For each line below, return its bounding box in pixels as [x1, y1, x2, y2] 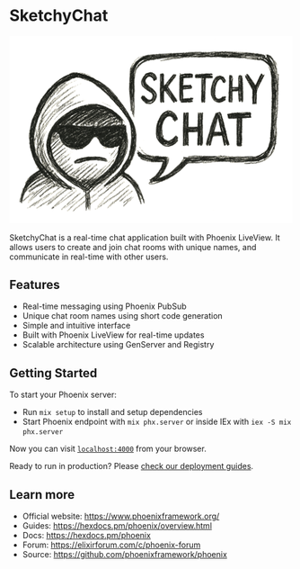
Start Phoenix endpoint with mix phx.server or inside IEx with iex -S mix [22, 416, 292, 428]
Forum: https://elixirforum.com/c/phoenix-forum [22, 539, 201, 550]
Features [9, 277, 60, 293]
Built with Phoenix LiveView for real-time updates [22, 330, 205, 340]
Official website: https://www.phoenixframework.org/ [22, 510, 220, 522]
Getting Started [9, 366, 98, 381]
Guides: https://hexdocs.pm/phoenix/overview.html [22, 520, 213, 531]
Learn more [9, 487, 75, 502]
